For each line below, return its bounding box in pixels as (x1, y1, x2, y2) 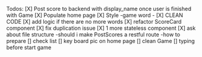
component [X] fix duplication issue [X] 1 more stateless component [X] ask (6, 24, 196, 32)
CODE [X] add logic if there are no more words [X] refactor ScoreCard (6, 18, 182, 25)
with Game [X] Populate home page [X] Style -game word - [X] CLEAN (6, 12, 184, 19)
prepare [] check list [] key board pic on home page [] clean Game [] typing (6, 38, 195, 44)
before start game (6, 44, 52, 51)
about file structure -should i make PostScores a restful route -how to (6, 31, 181, 38)
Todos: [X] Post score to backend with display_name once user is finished (6, 5, 192, 12)
